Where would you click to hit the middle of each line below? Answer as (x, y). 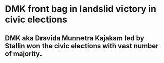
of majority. (24, 54)
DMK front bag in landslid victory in (80, 9)
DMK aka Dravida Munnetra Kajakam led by (75, 38)
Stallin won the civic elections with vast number (82, 46)
